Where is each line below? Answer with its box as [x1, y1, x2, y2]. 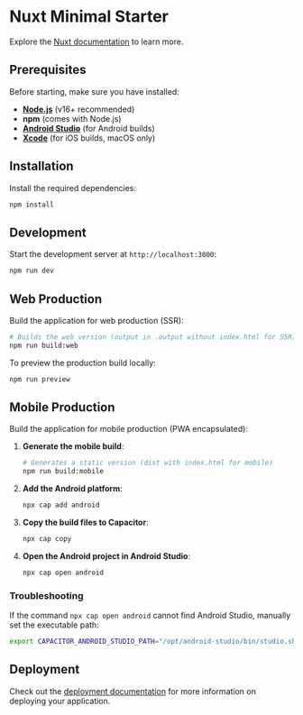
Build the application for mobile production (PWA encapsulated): [9, 424, 248, 435]
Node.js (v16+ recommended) [22, 104, 135, 115]
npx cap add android [22, 500, 100, 510]
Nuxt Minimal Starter [9, 6, 170, 27]
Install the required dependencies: [9, 182, 137, 193]
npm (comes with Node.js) [22, 113, 122, 124]
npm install [9, 200, 54, 209]
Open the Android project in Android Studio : [22, 550, 191, 561]
